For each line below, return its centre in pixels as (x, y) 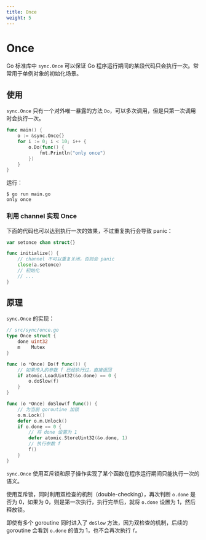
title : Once (22, 12)
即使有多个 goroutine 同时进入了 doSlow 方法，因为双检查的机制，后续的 (97, 522)
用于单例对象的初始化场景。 (46, 74)
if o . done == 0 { (40, 427)
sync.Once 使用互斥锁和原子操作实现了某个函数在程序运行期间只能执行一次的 (103, 473)
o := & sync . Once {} (41, 136)
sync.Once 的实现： (30, 319)
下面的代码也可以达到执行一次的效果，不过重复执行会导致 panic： (90, 230)
